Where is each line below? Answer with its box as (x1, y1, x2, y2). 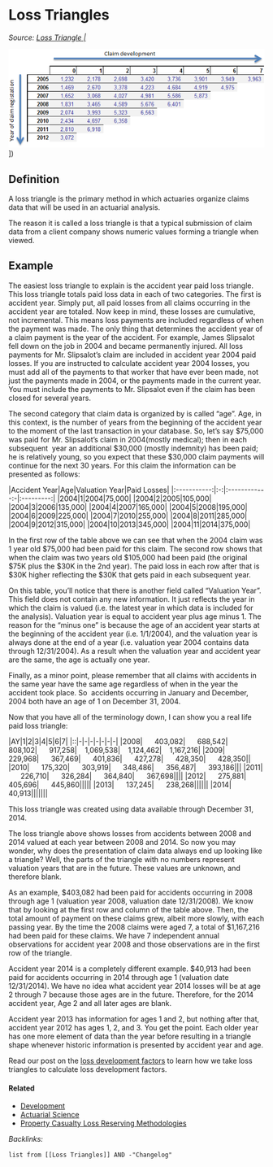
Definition (8, 172, 59, 186)
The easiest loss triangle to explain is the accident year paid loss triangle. (8, 281, 254, 290)
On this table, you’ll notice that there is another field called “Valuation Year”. (8, 586, 262, 595)
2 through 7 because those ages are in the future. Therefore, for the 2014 (8, 990, 254, 999)
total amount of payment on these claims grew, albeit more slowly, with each (8, 913, 265, 923)
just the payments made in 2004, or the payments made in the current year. (8, 376, 262, 385)
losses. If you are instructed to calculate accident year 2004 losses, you (8, 358, 249, 368)
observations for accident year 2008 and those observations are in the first (8, 939, 260, 949)
